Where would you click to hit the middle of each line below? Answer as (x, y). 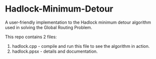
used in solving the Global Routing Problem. (49, 27)
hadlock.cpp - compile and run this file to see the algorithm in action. (81, 46)
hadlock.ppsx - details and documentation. (55, 51)
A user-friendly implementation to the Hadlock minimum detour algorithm (78, 22)
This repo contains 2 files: (31, 37)
